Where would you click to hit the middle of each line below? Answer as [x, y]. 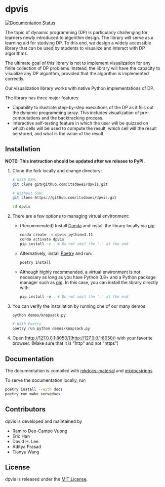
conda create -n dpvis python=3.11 [56, 235]
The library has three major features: [42, 98]
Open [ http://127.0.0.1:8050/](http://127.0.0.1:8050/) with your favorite [82, 338]
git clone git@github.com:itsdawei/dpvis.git [60, 184]
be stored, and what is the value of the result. [58, 133]
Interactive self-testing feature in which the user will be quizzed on [80, 123]
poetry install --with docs [34, 389]
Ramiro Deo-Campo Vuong [40, 431]
